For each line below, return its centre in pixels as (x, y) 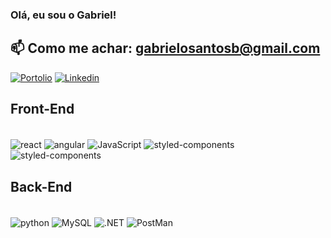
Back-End (41, 186)
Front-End (42, 109)
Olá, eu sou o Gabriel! (63, 15)
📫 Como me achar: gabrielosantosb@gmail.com (165, 48)
